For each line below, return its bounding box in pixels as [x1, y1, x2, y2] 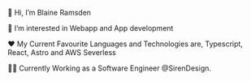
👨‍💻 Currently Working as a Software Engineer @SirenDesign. [7, 63, 212, 73]
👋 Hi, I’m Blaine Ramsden [7, 8, 91, 17]
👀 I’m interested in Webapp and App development [7, 23, 174, 32]
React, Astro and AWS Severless [7, 48, 117, 57]
